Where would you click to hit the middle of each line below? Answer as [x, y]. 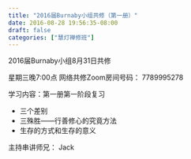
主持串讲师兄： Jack [41, 147]
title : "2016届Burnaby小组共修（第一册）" [73, 15]
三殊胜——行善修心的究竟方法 [68, 121]
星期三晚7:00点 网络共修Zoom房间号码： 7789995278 [96, 78]
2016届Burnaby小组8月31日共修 [60, 61]
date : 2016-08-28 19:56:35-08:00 [63, 23]
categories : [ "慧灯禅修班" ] [51, 37]
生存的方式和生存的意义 [58, 131]
